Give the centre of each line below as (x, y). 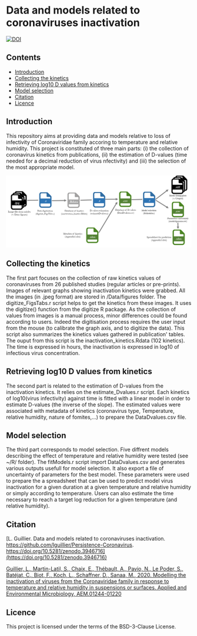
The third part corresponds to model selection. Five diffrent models (87, 450)
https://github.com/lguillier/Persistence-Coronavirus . (70, 545)
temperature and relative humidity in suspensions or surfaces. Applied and (96, 588)
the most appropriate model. (41, 167)
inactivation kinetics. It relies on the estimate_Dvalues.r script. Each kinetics (98, 392)
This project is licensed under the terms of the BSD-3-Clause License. (91, 627)
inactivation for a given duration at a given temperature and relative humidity (98, 487)
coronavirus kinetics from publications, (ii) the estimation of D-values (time (97, 154)
